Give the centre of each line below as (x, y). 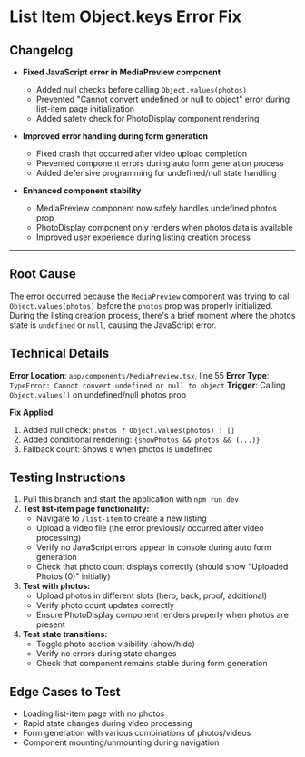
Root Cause (43, 274)
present (50, 624)
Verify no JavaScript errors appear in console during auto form (154, 547)
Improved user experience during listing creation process (143, 237)
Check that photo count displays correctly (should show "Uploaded (162, 567)
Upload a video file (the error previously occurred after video (150, 528)
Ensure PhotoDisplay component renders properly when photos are (162, 615)
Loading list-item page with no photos (93, 713)
